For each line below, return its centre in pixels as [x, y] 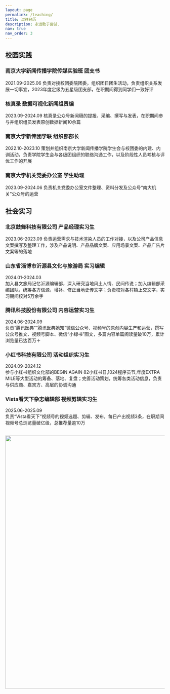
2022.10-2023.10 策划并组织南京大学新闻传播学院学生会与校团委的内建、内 [83, 148]
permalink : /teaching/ [29, 15]
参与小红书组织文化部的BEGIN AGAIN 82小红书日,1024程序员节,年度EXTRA [83, 372]
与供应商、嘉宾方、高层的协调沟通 [41, 385]
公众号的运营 [25, 194]
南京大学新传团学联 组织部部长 [42, 136]
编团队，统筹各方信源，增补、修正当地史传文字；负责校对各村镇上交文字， [83, 290]
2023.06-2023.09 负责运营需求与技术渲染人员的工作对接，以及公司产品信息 [84, 239]
